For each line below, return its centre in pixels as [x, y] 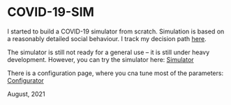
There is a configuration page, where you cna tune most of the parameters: [115, 73]
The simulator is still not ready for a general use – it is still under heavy [109, 52]
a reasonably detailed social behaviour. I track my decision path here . [107, 38]
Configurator [25, 80]
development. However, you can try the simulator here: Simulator [100, 59]
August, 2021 [26, 94]
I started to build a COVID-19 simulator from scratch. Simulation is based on [116, 31]
